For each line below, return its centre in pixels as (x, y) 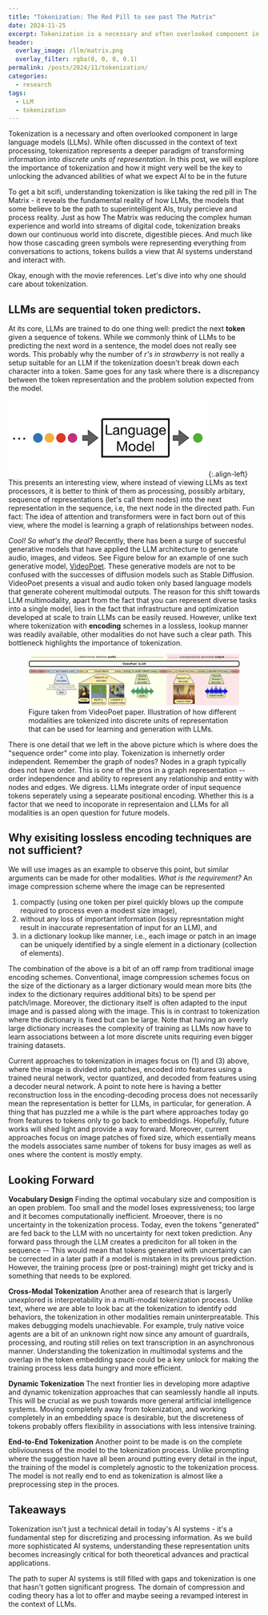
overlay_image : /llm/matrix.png (70, 51)
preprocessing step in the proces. (64, 1484)
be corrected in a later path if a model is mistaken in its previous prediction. (132, 1259)
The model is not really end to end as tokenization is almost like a (116, 1476)
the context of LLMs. (42, 1605)
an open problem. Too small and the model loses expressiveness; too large (132, 1208)
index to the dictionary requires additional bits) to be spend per (112, 994)
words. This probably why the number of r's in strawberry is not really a (127, 354)
